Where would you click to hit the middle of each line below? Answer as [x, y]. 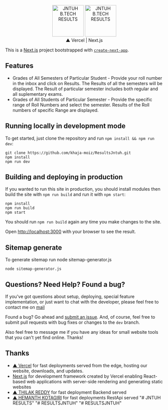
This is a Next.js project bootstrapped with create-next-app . [67, 50]
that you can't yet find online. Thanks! [44, 337]
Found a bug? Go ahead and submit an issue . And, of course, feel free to [80, 317]
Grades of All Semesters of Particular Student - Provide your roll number [87, 78]
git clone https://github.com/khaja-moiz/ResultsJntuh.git [68, 153]
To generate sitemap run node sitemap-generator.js [58, 260]
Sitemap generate [34, 247]
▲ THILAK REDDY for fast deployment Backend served [69, 392]
